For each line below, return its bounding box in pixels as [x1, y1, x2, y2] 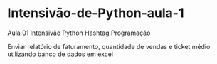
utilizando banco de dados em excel [7, 50, 114, 58]
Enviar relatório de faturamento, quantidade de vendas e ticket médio [7, 42, 211, 50]
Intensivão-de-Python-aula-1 [7, 5, 184, 21]
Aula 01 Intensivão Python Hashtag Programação [7, 28, 151, 37]
